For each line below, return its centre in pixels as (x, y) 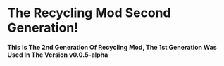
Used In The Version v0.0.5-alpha (58, 55)
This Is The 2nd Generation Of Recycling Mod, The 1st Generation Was (112, 47)
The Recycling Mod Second (89, 13)
